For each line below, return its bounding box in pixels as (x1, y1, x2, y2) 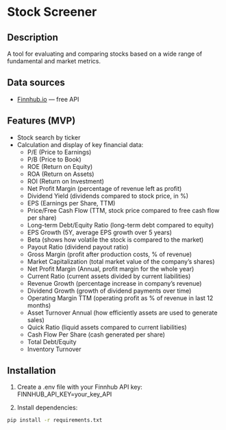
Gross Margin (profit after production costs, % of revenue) (27, 250, 192, 258)
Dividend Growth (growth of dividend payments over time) (27, 286, 192, 295)
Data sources (7, 77, 65, 89)
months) (27, 301, 51, 309)
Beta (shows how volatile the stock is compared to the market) (27, 235, 204, 244)
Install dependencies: (16, 403, 78, 412)
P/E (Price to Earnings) (27, 148, 92, 156)
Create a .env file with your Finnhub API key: (16, 383, 142, 392)
